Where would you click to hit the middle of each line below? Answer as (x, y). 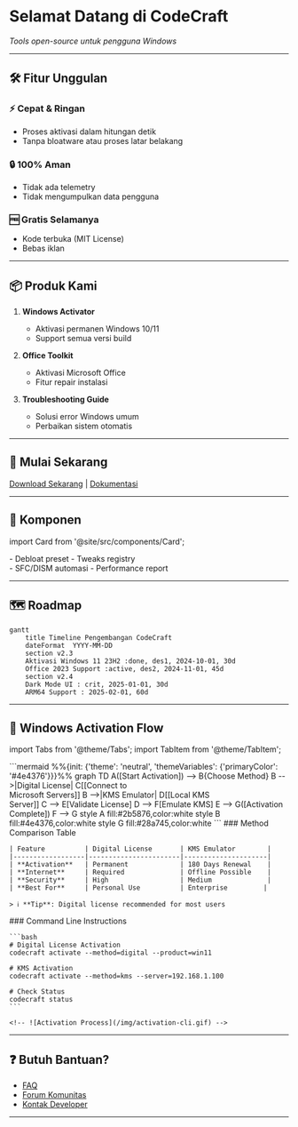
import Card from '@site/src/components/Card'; (97, 541)
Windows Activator (59, 312)
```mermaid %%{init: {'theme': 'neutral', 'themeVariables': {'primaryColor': (144, 767)
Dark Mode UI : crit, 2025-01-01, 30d (97, 685)
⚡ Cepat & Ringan (47, 108)
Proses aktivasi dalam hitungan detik (89, 132)
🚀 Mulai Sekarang (59, 463)
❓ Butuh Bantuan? (59, 1059)
